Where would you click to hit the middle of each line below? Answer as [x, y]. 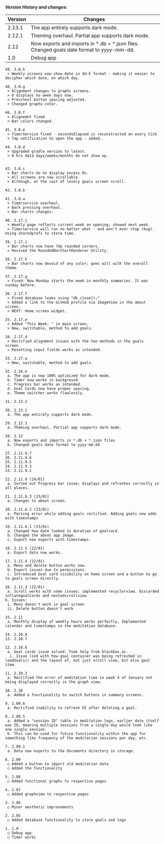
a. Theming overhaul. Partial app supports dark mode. [64, 427]
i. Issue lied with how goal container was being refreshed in [75, 656]
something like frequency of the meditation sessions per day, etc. [77, 738]
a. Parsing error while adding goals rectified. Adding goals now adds [82, 514]
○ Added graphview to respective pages [48, 794]
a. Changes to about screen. [37, 501]
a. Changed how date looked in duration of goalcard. [63, 531]
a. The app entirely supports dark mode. [50, 415]
